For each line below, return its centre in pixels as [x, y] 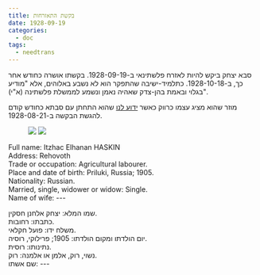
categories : [28, 30]
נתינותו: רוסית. [30, 247]
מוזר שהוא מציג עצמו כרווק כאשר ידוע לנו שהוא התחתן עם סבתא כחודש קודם [123, 107]
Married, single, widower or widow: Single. [78, 189]
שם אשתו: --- [29, 264]
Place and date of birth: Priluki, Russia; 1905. [81, 172]
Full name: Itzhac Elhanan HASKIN [64, 147]
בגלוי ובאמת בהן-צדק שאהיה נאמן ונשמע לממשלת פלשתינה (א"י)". [109, 92]
